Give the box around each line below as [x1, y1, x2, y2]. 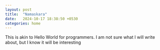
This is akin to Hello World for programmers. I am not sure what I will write [5, 34, 155, 40]
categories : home [5, 21, 41, 26]
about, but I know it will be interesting [5, 40, 81, 46]
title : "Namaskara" [5, 12, 48, 17]
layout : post [5, 7, 32, 12]
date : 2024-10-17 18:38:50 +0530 [5, 16, 78, 21]
